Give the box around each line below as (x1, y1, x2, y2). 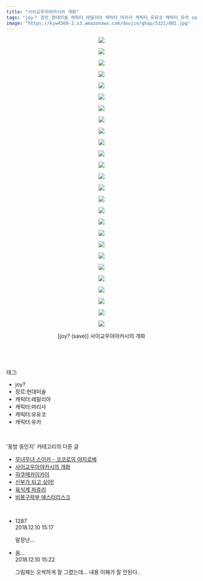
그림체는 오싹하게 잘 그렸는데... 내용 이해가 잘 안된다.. (14, 568, 141, 576)
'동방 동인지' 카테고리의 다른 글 (6, 443, 79, 450)
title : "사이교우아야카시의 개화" (6, 8, 79, 15)
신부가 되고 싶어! (14, 479, 54, 486)
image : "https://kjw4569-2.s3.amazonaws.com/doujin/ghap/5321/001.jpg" (6, 20, 190, 26)
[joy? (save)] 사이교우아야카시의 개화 (57, 332, 146, 340)
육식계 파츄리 (14, 486, 47, 493)
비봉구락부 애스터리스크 (14, 494, 71, 501)
